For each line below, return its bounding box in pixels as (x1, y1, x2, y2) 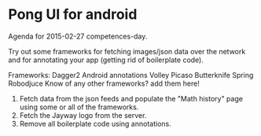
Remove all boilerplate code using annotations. (19, 119, 171, 128)
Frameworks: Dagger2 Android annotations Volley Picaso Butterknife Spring (8, 70, 254, 79)
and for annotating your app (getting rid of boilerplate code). (8, 55, 204, 64)
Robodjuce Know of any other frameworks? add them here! (8, 79, 200, 88)
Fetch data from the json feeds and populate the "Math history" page (19, 94, 244, 103)
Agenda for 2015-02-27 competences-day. (8, 31, 148, 41)
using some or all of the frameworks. (19, 102, 139, 112)
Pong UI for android (8, 6, 138, 24)
